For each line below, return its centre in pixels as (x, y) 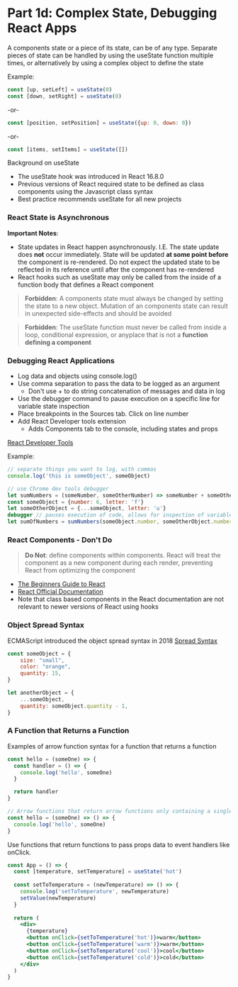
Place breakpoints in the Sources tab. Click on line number (103, 414)
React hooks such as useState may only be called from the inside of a (119, 277)
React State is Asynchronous (58, 218)
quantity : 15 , (41, 673)
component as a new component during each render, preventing (119, 563)
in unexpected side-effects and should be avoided (98, 313)
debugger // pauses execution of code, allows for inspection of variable (120, 515)
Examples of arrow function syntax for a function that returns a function (112, 746)
